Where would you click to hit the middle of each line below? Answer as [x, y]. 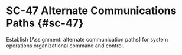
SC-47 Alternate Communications [91, 11]
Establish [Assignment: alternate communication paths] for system [87, 39]
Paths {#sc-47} [45, 23]
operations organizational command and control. [65, 46]
